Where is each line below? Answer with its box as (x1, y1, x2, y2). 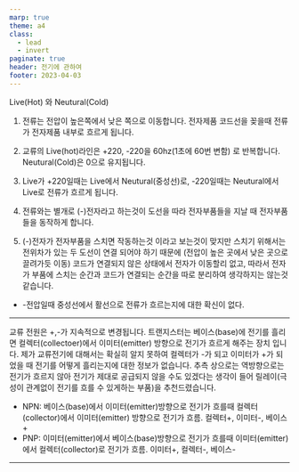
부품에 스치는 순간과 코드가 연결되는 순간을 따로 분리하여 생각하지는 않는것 (31, 269, 289, 280)
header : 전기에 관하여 (9, 63, 83, 72)
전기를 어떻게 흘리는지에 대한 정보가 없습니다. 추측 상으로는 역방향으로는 (35, 360, 285, 370)
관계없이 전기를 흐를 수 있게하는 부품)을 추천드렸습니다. (25, 382, 216, 393)
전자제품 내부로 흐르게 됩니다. (31, 126, 134, 137)
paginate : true (9, 54, 66, 63)
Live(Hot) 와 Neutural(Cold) (9, 96, 109, 107)
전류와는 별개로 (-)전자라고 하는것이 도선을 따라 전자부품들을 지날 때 (21, 206, 258, 216)
